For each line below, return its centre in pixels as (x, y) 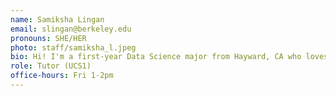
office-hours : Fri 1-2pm (62, 76)
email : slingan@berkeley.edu (71, 29)
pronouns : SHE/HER (48, 38)
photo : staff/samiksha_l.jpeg (73, 47)
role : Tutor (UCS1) (51, 66)
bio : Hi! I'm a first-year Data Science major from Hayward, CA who (156, 57)
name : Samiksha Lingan (57, 19)
